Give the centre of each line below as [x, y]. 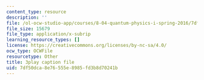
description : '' [27, 17]
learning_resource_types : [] [43, 40]
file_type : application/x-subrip [49, 34]
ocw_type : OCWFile [29, 51]
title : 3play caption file [40, 62]
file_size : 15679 [28, 29]
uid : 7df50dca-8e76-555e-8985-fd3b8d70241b [62, 68]
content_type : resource [36, 12]
